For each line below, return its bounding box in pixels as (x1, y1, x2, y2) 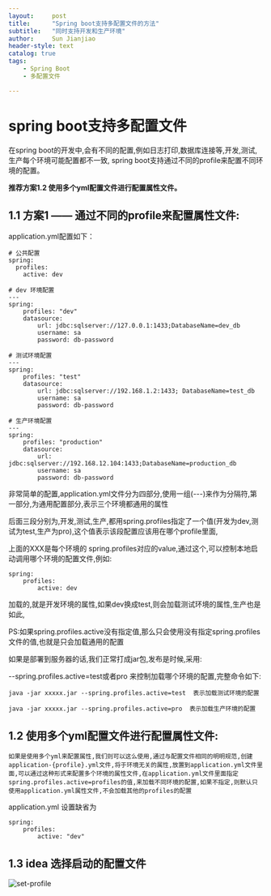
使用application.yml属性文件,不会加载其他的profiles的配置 (8, 787, 193, 795)
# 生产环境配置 (8, 417, 53, 426)
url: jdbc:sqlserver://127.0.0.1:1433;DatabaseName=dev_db (37, 322, 241, 330)
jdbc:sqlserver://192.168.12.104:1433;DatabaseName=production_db (8, 460, 237, 468)
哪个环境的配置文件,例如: (29, 554, 112, 564)
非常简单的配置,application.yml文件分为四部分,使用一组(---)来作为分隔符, (8, 489, 251, 499)
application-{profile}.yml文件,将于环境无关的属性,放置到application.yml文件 (8, 761, 257, 770)
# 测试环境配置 (8, 352, 53, 360)
